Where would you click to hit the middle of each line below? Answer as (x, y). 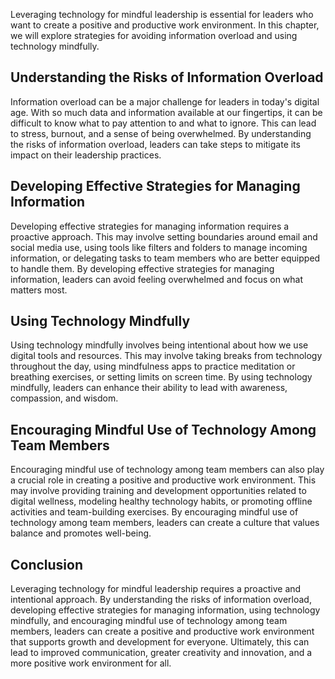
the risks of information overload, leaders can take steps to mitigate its (155, 144)
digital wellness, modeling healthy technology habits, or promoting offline (161, 501)
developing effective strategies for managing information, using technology (165, 610)
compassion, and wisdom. (64, 398)
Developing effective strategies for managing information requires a (150, 226)
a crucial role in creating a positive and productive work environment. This (163, 480)
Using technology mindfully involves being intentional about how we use (159, 345)
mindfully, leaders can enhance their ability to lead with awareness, (149, 388)
